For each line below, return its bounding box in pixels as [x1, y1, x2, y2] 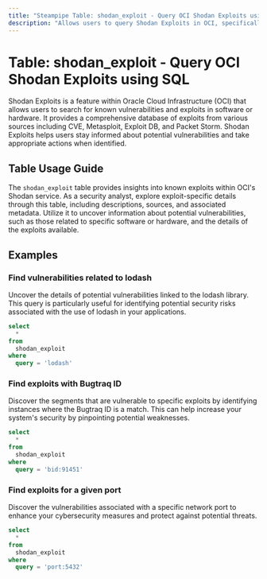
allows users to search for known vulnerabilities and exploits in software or [8, 105, 253, 115]
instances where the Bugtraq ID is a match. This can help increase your [8, 405, 242, 414]
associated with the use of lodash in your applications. [8, 307, 187, 317]
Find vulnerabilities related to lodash [8, 272, 153, 283]
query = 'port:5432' [15, 563, 83, 571]
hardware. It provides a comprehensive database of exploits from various [8, 113, 249, 123]
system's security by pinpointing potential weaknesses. [8, 413, 190, 422]
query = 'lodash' [15, 359, 73, 367]
